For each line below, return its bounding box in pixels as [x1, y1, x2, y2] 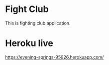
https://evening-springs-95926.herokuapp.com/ [5, 54, 104, 60]
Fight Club [5, 3, 49, 15]
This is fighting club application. [5, 20, 71, 26]
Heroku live [5, 37, 53, 49]
